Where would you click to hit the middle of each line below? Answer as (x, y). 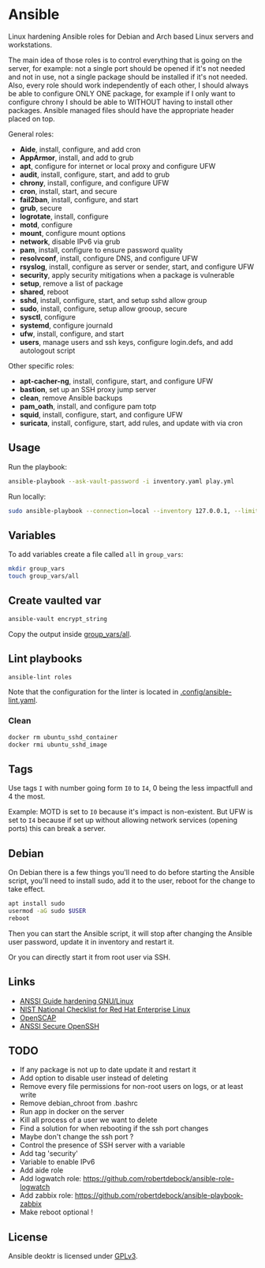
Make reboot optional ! (56, 1212)
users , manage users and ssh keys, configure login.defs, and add (126, 342)
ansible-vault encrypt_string (58, 619)
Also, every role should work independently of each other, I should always (129, 85)
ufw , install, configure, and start (72, 334)
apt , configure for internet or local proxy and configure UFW (118, 166)
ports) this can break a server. (57, 829)
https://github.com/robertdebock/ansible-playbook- (159, 1195)
